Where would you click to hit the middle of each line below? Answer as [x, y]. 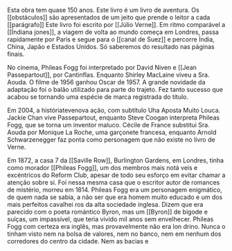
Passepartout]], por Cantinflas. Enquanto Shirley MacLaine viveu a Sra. [108, 75]
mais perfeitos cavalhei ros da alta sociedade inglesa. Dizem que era [105, 204]
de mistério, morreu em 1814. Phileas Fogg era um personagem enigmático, [115, 190]
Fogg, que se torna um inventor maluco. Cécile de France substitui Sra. [108, 125]
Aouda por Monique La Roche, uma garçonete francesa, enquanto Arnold [112, 132]
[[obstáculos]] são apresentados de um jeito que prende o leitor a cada [109, 17]
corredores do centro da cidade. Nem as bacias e [78, 241]
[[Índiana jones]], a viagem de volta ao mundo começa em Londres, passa [113, 32]
